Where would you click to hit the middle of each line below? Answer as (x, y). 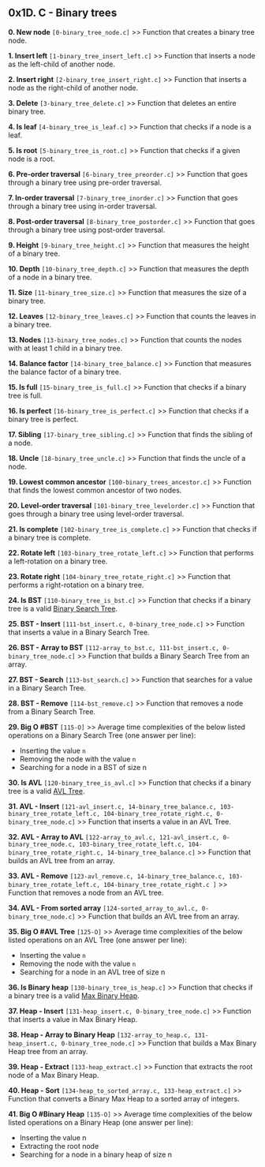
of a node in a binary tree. (50, 277)
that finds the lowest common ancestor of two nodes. (95, 490)
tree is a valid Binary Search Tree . (63, 608)
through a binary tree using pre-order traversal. (85, 182)
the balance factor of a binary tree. (65, 372)
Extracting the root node (59, 1146)
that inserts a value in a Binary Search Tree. (79, 632)
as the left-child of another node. (62, 64)
